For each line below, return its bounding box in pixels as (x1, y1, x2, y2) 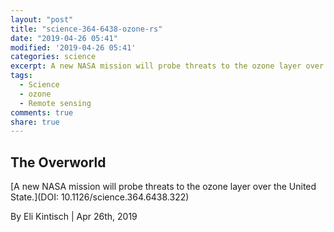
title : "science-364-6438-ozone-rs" (10, 24, 163, 34)
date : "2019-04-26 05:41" (10, 33, 118, 43)
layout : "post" (10, 14, 74, 25)
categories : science (10, 52, 97, 62)
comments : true (10, 107, 74, 118)
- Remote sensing (19, 98, 92, 108)
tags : (10, 71, 33, 81)
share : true (10, 117, 60, 127)
